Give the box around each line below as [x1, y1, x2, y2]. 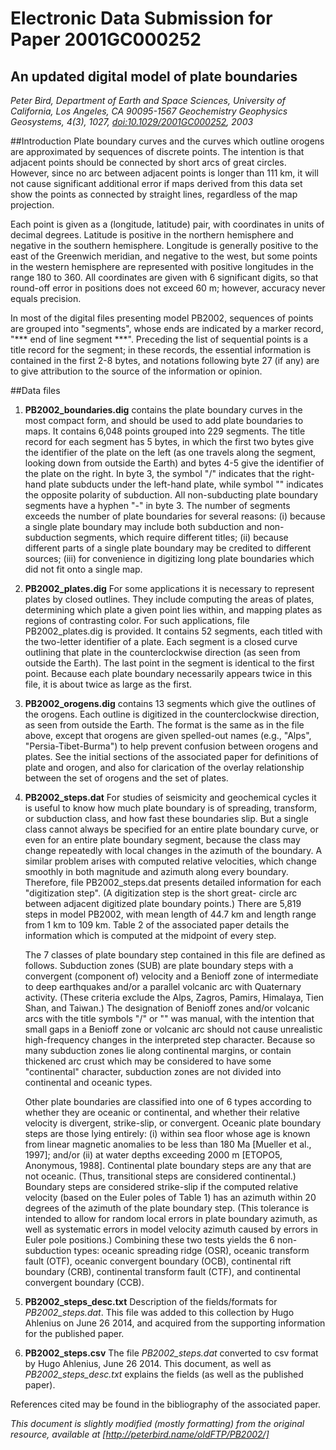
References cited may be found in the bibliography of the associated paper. [10, 1398, 322, 1410]
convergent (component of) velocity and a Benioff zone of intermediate [24, 970, 319, 982]
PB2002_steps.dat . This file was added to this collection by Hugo [24, 1307, 295, 1318]
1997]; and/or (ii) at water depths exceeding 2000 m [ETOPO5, [24, 1149, 283, 1161]
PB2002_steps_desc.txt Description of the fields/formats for [24, 1296, 278, 1307]
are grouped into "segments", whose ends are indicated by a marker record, [10, 323, 324, 334]
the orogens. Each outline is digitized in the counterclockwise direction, [24, 708, 320, 720]
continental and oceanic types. [24, 1077, 153, 1088]
